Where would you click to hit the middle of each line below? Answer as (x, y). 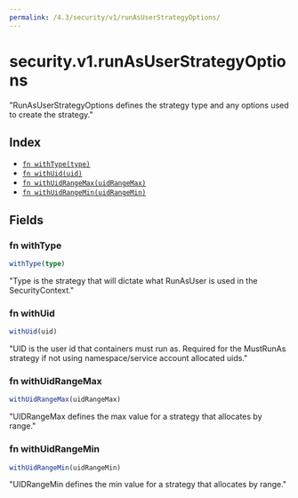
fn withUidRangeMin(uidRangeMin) (84, 193)
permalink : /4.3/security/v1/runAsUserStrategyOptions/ (115, 17)
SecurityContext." (42, 290)
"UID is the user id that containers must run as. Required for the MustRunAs (148, 349)
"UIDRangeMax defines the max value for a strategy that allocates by (136, 417)
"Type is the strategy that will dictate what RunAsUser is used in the (133, 280)
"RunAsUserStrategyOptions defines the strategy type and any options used (149, 105)
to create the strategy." (51, 114)
